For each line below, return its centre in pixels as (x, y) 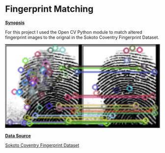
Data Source (18, 135)
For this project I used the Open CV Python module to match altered (74, 32)
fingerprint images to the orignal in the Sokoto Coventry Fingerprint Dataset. (82, 37)
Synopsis (15, 23)
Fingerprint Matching (49, 9)
